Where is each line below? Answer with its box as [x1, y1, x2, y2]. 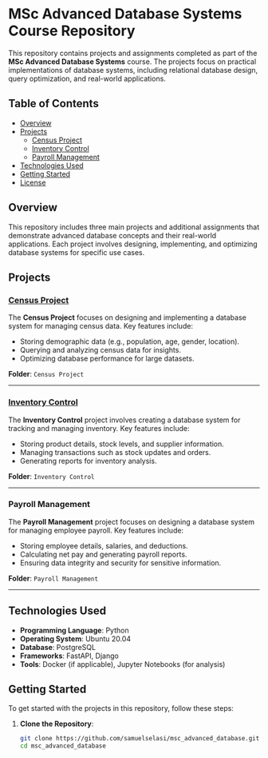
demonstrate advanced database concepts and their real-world [8, 230, 217, 240]
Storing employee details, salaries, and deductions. [19, 541, 189, 550]
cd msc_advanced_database [19, 742, 106, 750]
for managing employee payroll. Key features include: [8, 525, 184, 535]
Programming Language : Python [19, 625, 129, 635]
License [19, 178, 46, 187]
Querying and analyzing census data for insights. [19, 345, 182, 355]
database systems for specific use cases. [8, 247, 145, 257]
